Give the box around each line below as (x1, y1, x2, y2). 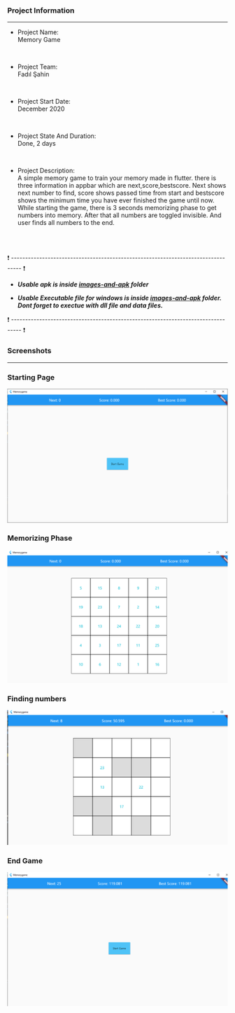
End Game (7, 855, 43, 865)
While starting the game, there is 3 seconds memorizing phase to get (17, 204, 217, 212)
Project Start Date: (17, 97, 71, 106)
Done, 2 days (17, 139, 56, 148)
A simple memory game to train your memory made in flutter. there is (17, 174, 217, 182)
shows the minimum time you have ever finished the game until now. (17, 196, 215, 205)
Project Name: (17, 28, 59, 36)
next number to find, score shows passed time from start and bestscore (17, 188, 225, 198)
